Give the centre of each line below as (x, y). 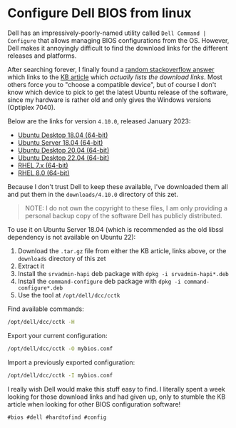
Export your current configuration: (58, 335)
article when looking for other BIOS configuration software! (94, 404)
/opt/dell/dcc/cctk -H (41, 322)
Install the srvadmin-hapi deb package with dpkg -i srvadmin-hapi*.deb (123, 273)
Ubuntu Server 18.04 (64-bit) (60, 142)
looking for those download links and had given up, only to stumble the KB (117, 397)
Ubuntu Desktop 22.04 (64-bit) (63, 158)
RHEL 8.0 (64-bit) (43, 173)
